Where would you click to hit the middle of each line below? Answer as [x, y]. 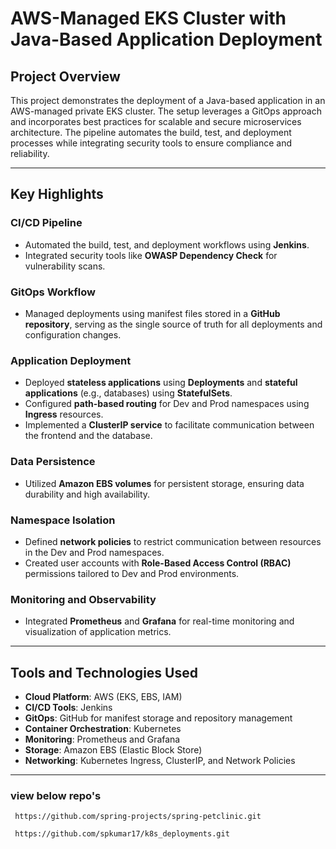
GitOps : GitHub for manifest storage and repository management [158, 718]
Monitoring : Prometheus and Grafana [102, 739]
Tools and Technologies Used [104, 672]
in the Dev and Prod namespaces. [94, 552]
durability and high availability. [87, 494]
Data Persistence [53, 462]
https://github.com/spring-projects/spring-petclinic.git [138, 817]
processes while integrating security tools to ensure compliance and [151, 143]
